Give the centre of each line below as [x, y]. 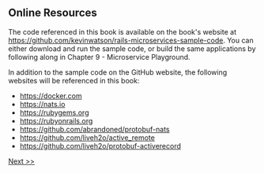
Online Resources [53, 13]
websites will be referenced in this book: [74, 80]
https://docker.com [51, 96]
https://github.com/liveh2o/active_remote [87, 138]
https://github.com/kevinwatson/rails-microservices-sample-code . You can [131, 40]
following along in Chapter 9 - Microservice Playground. [100, 57]
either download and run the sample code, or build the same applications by [132, 48]
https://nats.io [42, 104]
